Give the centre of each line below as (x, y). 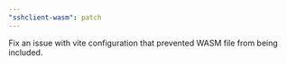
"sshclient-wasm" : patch (55, 17)
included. (26, 52)
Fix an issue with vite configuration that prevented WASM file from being (143, 43)
